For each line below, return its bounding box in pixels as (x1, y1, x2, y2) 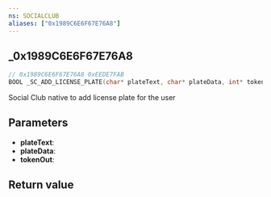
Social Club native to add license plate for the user (8, 93, 176, 103)
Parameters (8, 116, 69, 130)
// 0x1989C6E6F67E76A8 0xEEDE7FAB (8, 70, 125, 79)
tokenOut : (19, 154, 55, 164)
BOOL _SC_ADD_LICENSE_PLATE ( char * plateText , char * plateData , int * (8, 78, 244, 86)
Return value (8, 178, 74, 192)
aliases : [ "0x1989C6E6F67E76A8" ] (8, 19, 121, 27)
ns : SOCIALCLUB (8, 11, 60, 20)
